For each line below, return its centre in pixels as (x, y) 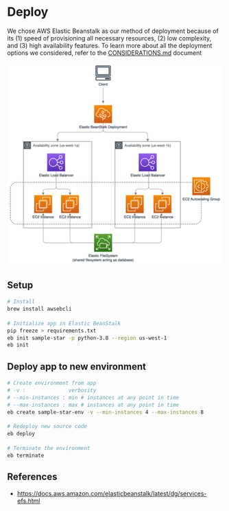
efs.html (28, 501)
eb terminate (26, 455)
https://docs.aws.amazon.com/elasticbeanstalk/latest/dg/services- (112, 493)
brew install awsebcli (39, 309)
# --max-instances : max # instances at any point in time (93, 405)
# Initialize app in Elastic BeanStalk (64, 323)
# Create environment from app (52, 383)
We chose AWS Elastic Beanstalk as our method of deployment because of (113, 31)
